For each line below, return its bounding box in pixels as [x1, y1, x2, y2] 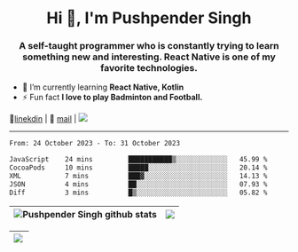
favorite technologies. [100, 62, 198, 75]
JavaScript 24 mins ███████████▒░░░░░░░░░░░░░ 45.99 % [9, 155, 268, 164]
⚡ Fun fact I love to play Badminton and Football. [21, 92, 203, 103]
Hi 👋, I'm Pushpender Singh [46, 8, 252, 28]
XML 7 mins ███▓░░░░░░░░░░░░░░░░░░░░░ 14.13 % [9, 172, 268, 181]
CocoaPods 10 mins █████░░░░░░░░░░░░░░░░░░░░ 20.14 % [9, 163, 268, 172]
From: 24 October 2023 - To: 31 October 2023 [9, 139, 180, 148]
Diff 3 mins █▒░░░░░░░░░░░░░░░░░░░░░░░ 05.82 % [9, 188, 268, 197]
